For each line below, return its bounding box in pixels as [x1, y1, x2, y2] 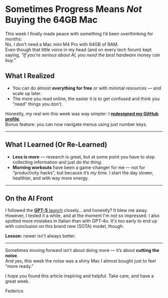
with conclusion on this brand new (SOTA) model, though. [5, 223, 124, 229]
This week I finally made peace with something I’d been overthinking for [5, 30, 153, 36]
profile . [5, 116, 21, 122]
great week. [5, 278, 30, 284]
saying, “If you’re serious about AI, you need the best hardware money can [5, 51, 160, 58]
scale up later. [12, 90, 41, 96]
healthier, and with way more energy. [12, 175, 89, 181]
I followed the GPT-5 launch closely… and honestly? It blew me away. [5, 207, 148, 213]
